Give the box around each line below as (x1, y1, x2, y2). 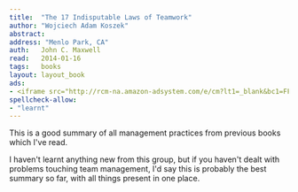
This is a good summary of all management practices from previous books (9, 127, 281, 138)
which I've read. (9, 137, 68, 148)
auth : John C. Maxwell (9, 46, 101, 55)
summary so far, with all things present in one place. (9, 173, 200, 184)
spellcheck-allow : (9, 95, 77, 104)
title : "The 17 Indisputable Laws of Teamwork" (9, 12, 192, 22)
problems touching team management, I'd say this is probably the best (9, 164, 267, 174)
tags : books (9, 63, 62, 72)
